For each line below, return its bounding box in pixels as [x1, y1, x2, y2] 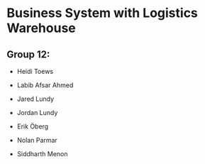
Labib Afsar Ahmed [16, 81, 74, 89]
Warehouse [6, 20, 76, 36]
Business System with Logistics [6, 5, 198, 21]
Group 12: [6, 48, 50, 60]
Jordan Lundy [16, 109, 58, 116]
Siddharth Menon [16, 150, 68, 158]
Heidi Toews [16, 67, 54, 75]
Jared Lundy [16, 94, 55, 103]
